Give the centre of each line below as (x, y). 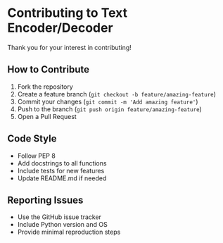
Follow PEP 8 (37, 156)
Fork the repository (45, 87)
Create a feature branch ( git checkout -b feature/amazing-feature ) (117, 94)
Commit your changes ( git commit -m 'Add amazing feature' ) (108, 101)
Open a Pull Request (47, 116)
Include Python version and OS (62, 225)
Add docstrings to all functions (62, 163)
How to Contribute (49, 69)
